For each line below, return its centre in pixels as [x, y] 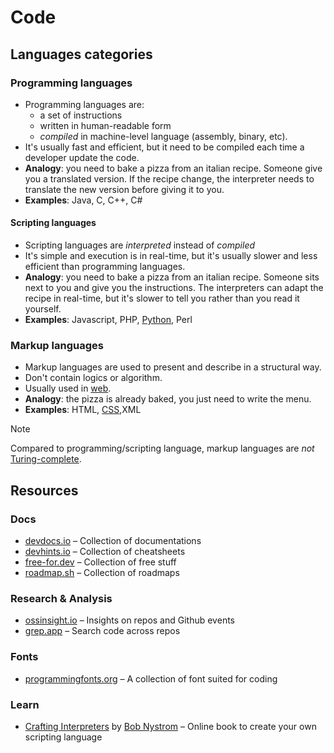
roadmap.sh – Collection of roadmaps [102, 573]
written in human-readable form [105, 125]
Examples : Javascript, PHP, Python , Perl [108, 320]
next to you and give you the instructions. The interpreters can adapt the [174, 288]
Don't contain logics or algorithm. [93, 378]
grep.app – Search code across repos [102, 631]
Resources [44, 490]
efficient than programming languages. [105, 267]
